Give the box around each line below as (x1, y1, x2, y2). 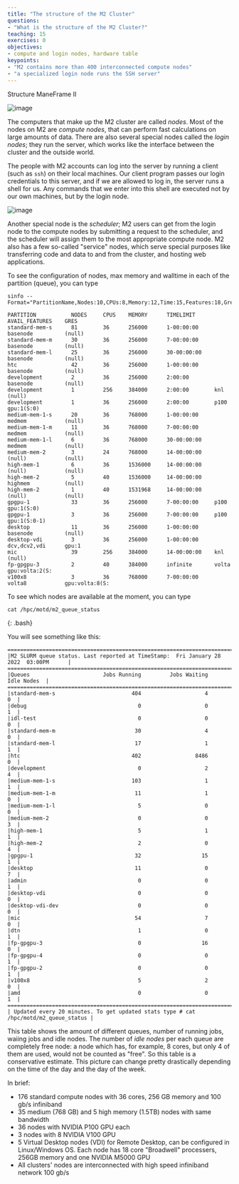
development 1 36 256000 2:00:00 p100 (7, 399, 228, 406)
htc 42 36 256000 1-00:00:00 (7, 361, 199, 368)
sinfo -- (7, 292, 33, 300)
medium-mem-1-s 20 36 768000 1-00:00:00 (7, 411, 199, 418)
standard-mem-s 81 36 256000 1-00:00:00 (7, 324, 199, 331)
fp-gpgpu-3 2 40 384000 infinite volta (7, 561, 231, 568)
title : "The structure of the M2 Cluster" (7, 10, 135, 18)
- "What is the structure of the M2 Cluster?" (7, 24, 148, 31)
